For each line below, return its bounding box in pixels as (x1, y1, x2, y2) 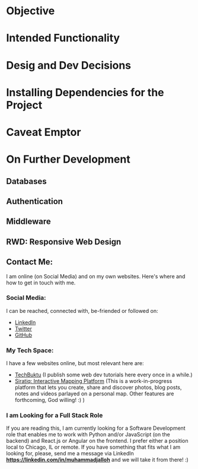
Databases (6, 176, 47, 186)
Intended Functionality (6, 31, 120, 45)
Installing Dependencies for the (6, 85, 164, 99)
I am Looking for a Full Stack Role (6, 411, 103, 420)
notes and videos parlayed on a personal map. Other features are (14, 390, 174, 397)
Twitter (14, 325, 33, 332)
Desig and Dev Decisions (6, 58, 132, 72)
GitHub (14, 331, 33, 338)
